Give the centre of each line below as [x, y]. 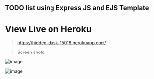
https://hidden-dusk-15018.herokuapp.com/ [62, 43]
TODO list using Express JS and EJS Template [77, 8]
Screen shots [31, 52]
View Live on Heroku [48, 29]
